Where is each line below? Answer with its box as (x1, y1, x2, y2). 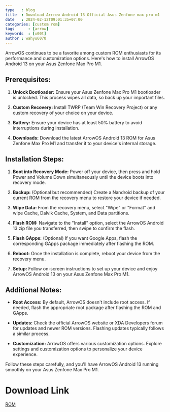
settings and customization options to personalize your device (12, 346, 143, 352)
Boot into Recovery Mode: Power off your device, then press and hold (12, 169, 160, 175)
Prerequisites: (5, 75, 51, 84)
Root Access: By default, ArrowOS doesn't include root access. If (12, 299, 150, 306)
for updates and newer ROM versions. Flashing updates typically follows (12, 325, 164, 332)
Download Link (5, 384, 70, 396)
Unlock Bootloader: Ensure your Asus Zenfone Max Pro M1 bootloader (12, 89, 161, 95)
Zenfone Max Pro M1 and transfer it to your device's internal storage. (12, 140, 157, 146)
